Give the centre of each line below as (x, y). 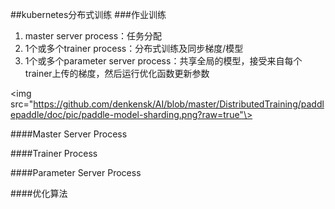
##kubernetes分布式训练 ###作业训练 (88, 14)
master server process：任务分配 (93, 36)
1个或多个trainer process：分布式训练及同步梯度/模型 (134, 48)
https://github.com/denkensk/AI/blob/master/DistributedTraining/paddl (179, 104)
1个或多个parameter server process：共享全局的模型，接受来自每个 (163, 61)
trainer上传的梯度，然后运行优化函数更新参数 (117, 73)
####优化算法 (39, 193)
